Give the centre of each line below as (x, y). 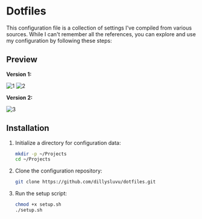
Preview (22, 59)
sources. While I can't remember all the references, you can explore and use (101, 34)
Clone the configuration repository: (58, 171)
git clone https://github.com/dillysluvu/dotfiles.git (85, 182)
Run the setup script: (41, 194)
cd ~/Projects (33, 159)
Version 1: (19, 74)
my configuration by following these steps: (59, 40)
